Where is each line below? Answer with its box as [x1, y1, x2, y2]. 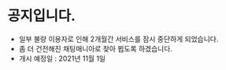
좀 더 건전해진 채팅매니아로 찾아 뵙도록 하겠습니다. [18, 44, 172, 53]
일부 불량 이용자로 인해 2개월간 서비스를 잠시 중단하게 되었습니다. [18, 34, 219, 44]
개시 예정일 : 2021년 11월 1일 [18, 54, 106, 63]
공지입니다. [7, 7, 76, 25]
